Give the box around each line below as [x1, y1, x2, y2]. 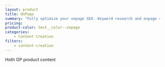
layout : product [5, 7, 38, 12]
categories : [5, 30, 29, 34]
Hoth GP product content [5, 56, 56, 62]
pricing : [5, 20, 23, 26]
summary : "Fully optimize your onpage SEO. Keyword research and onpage [5, 16, 157, 21]
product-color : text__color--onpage [5, 25, 80, 30]
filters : [5, 39, 23, 44]
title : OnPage [5, 12, 34, 17]
